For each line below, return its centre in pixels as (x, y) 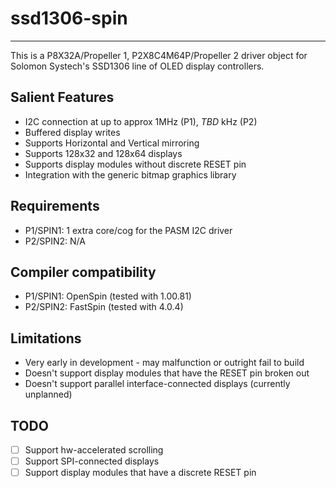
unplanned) (48, 394)
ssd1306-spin (69, 18)
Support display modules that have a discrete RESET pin (140, 473)
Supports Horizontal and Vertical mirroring (112, 143)
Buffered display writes (72, 132)
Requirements (55, 206)
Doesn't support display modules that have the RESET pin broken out (167, 373)
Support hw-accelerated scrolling (94, 450)
